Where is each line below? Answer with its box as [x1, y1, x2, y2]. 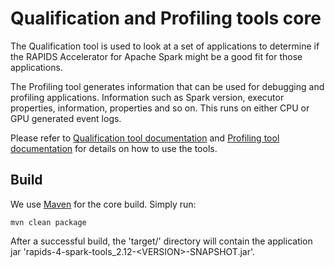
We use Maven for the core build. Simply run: [10, 198, 197, 210]
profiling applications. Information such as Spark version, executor [10, 91, 285, 103]
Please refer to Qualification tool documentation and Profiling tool [10, 132, 280, 144]
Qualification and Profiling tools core [10, 7, 322, 30]
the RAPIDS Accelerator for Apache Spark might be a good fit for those [10, 50, 303, 62]
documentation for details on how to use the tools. [10, 142, 218, 154]
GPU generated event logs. [10, 112, 122, 124]
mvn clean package [10, 217, 87, 227]
